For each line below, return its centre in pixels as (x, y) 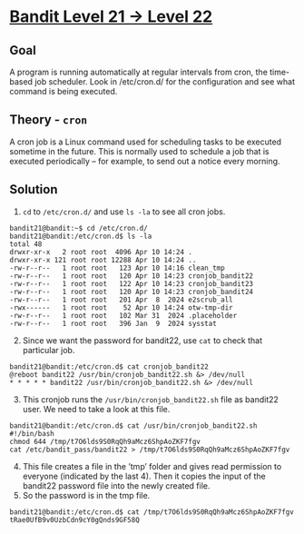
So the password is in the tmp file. (86, 495)
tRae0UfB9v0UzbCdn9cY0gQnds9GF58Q (75, 519)
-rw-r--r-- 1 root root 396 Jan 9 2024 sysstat (113, 323)
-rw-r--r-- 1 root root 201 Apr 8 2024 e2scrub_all (121, 300)
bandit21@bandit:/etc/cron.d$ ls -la (81, 236)
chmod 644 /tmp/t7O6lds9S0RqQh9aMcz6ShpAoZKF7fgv (105, 441)
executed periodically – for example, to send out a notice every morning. (145, 161)
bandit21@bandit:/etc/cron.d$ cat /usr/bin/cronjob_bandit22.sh (133, 425)
